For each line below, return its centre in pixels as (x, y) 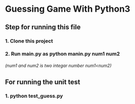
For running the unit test (43, 82)
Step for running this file (43, 27)
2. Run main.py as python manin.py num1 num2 (62, 54)
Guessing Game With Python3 (68, 9)
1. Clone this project (29, 41)
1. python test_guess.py (34, 96)
